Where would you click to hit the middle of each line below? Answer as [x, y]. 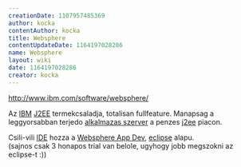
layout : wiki [30, 61]
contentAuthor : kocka [44, 30]
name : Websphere [35, 53]
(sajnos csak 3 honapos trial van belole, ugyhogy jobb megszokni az [121, 145]
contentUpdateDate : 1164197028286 [66, 46]
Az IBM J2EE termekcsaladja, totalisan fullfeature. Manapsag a [111, 113]
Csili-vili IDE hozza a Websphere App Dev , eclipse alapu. [101, 137]
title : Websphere [37, 38]
